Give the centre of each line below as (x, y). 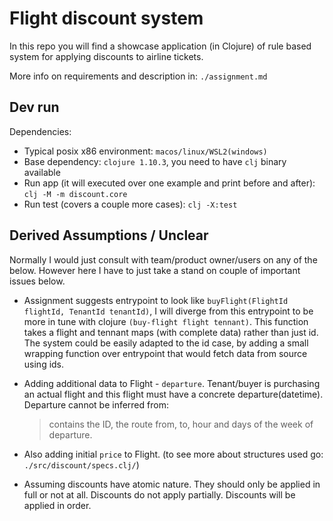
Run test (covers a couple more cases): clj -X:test (130, 204)
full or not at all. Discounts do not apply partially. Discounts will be (159, 494)
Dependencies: (40, 131)
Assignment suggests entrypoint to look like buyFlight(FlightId (156, 300)
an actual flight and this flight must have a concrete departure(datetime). (173, 394)
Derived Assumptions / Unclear (109, 235)
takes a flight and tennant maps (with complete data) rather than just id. (171, 332)
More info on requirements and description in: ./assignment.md (138, 76)
